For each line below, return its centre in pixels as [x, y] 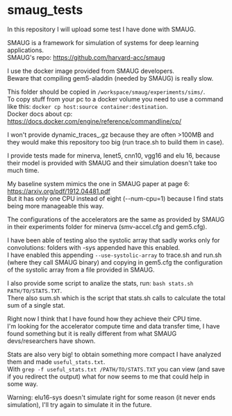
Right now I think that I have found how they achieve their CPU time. [105, 319]
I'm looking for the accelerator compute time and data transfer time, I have [114, 326]
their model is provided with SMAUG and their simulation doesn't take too [112, 163]
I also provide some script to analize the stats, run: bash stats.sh [100, 283]
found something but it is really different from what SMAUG [92, 333]
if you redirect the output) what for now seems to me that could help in [108, 376]
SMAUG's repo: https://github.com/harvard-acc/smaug [86, 57]
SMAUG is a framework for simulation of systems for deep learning [103, 42]
